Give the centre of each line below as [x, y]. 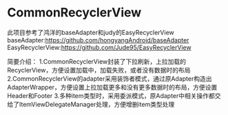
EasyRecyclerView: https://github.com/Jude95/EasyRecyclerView [99, 47]
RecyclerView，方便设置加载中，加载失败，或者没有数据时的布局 [99, 70]
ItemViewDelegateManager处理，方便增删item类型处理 [97, 104]
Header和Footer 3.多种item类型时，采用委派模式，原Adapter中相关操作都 [111, 95]
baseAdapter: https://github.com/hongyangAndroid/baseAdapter [98, 40]
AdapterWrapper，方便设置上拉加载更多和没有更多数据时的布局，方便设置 [112, 87]
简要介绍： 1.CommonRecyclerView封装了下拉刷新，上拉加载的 [97, 61]
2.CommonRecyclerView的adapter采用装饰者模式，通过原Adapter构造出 [110, 78]
